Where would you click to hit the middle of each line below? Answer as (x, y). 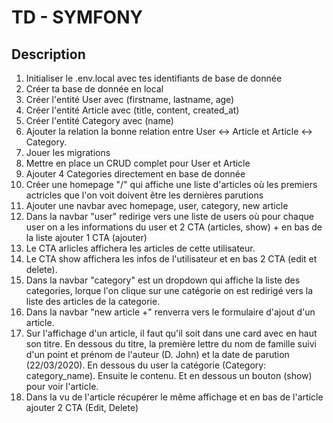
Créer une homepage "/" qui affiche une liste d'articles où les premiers (171, 184)
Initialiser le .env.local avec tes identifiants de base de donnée (154, 78)
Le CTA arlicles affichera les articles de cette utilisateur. (140, 248)
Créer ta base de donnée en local (94, 89)
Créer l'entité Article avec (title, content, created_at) (132, 110)
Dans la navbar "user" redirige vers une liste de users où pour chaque (169, 216)
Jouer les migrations (68, 152)
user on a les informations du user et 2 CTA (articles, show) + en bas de (174, 227)
